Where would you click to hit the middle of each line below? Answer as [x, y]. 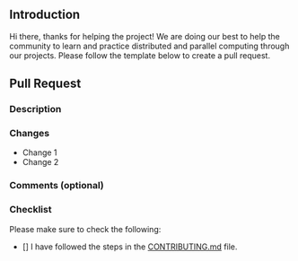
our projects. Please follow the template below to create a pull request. [140, 55]
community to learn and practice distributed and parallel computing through [149, 46]
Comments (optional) [57, 186]
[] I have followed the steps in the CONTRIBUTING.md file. [130, 247]
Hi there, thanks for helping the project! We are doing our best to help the [145, 36]
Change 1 [39, 152]
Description [35, 109]
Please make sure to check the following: [85, 229]
